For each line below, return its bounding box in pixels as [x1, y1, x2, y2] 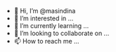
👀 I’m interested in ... [13, 14, 74, 22]
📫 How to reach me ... [13, 37, 79, 45]
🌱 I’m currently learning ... [13, 22, 89, 30]
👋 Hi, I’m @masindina [13, 7, 76, 15]
